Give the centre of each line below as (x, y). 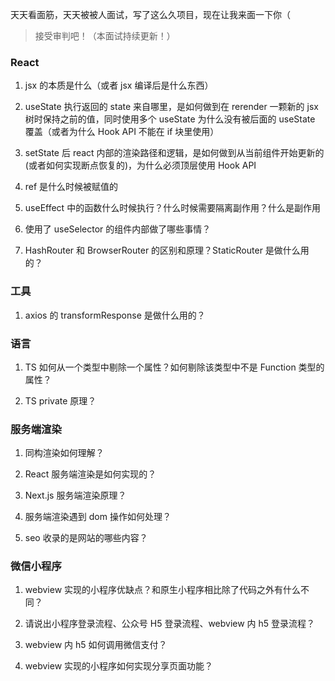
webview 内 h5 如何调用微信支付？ (96, 645)
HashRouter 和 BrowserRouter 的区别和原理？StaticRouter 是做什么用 (167, 250)
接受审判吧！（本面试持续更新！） (105, 36)
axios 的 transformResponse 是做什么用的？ (115, 315)
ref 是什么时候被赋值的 (71, 187)
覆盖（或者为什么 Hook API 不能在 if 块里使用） (122, 132)
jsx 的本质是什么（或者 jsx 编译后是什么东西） (119, 85)
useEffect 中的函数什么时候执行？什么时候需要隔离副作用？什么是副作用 (173, 208)
